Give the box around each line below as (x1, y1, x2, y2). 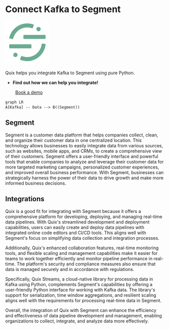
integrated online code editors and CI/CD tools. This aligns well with (5, 230, 146, 236)
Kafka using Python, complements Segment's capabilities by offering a (5, 281, 153, 287)
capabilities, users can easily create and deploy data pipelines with (5, 224, 145, 230)
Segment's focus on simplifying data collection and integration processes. (5, 235, 160, 241)
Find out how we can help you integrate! (12, 79, 98, 85)
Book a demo (15, 89, 43, 95)
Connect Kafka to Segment (5, 4, 121, 15)
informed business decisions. (5, 180, 67, 186)
